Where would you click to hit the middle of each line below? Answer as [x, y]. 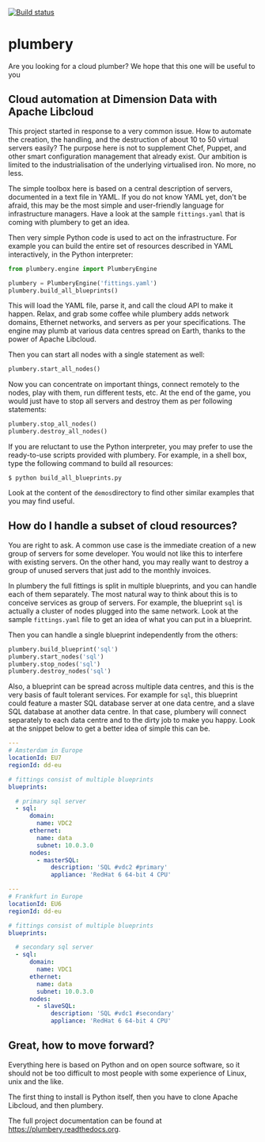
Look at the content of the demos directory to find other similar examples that [131, 493]
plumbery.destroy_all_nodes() [58, 432]
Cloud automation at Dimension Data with [113, 99]
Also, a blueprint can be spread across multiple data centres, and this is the [131, 686]
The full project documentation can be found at [85, 1121]
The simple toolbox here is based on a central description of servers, [121, 188]
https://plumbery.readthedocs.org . [64, 1129]
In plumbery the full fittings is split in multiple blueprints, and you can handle [132, 586]
